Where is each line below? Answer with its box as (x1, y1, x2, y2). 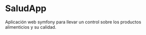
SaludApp (5, 3, 47, 14)
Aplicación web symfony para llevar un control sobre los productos (5, 19, 142, 25)
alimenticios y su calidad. (5, 24, 57, 30)
